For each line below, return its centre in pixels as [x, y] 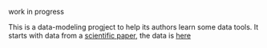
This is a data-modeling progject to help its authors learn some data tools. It [133, 27]
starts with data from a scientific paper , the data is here [99, 36]
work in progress [36, 12]
